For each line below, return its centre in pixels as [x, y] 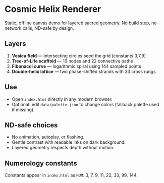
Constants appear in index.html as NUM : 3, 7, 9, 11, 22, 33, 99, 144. [71, 175]
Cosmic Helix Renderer [53, 9]
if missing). [23, 110]
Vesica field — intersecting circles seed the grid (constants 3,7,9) [79, 56]
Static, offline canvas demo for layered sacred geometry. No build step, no [81, 23]
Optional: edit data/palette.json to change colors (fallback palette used [85, 104]
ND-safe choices [31, 125]
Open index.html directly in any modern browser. [62, 99]
